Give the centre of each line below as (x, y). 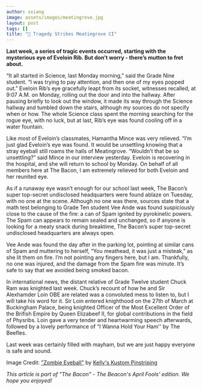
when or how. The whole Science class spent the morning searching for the (100, 114)
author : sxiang (25, 12)
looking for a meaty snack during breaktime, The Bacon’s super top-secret (99, 227)
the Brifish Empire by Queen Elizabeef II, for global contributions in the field (99, 314)
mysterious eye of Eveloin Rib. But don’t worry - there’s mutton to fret (95, 58)
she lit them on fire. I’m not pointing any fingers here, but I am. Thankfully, (98, 257)
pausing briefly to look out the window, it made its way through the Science (99, 101)
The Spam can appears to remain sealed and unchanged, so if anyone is (96, 221)
